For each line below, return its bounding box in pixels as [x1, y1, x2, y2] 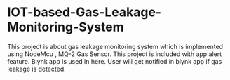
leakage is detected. [7, 65, 67, 73]
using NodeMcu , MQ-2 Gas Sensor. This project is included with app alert [7, 50, 222, 58]
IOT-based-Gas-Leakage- [7, 4, 162, 20]
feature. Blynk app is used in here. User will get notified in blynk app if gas [7, 57, 222, 65]
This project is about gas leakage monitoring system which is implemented [7, 42, 223, 51]
